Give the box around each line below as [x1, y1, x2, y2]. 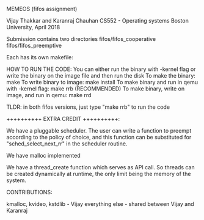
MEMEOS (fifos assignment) [6, 5, 78, 12]
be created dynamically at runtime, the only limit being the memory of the [6, 170, 191, 177]
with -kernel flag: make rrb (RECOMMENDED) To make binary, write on [6, 85, 185, 92]
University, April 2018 [6, 24, 60, 31]
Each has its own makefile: [6, 54, 73, 61]
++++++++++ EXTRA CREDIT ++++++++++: [6, 116, 120, 122]
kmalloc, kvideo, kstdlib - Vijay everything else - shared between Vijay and [6, 200, 194, 207]
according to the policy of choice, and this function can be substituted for [6, 134, 192, 141]
